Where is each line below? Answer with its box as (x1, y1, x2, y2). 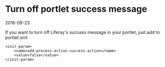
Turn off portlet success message (5, 3, 147, 15)
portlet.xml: (5, 34, 29, 40)
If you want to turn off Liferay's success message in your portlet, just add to (5, 29, 160, 35)
